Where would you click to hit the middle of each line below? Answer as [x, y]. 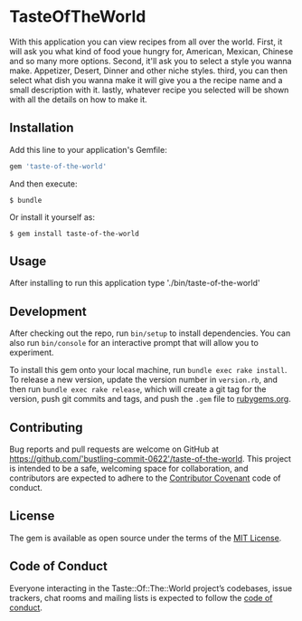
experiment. [32, 353]
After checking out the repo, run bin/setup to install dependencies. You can [150, 333]
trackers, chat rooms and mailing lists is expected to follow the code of [141, 597]
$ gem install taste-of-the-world [75, 234]
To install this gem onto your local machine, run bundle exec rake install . [148, 370]
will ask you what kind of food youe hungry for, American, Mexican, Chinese [151, 51]
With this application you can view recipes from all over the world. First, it [146, 42]
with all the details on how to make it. [78, 99]
